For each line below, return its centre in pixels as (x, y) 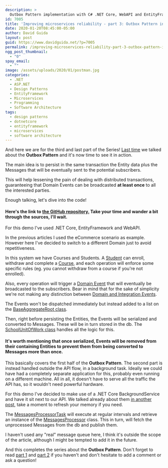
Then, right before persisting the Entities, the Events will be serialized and (81, 319)
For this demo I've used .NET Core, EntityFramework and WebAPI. (73, 228)
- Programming (24, 103)
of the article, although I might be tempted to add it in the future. (71, 440)
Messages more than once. (34, 352)
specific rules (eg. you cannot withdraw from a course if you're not (74, 269)
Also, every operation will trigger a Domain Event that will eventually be (78, 284)
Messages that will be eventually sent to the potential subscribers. (73, 170)
